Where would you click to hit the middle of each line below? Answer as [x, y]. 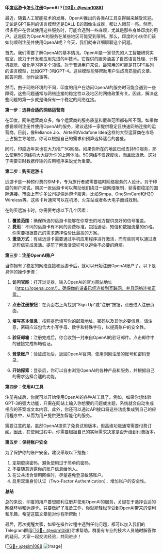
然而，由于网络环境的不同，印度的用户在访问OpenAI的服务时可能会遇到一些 [81, 87]
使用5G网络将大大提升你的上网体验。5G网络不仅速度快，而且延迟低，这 [81, 155]
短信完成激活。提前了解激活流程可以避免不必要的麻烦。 [72, 245]
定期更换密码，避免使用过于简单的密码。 [52, 463]
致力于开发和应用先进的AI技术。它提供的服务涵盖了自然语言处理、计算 [88, 59]
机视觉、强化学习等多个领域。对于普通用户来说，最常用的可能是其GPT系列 [80, 65]
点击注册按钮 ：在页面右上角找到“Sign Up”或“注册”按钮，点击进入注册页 [83, 305]
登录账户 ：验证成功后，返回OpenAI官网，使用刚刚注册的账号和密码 [79, 354]
